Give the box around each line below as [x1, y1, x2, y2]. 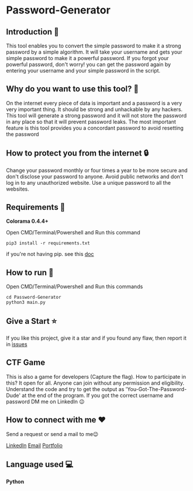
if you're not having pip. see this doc [6, 251, 94, 258]
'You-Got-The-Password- [125, 385, 187, 392]
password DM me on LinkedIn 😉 [6, 398, 85, 405]
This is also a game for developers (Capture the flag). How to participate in [6, 373, 186, 380]
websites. [6, 185, 29, 192]
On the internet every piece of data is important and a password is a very [6, 99, 182, 106]
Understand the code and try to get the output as [6, 385, 125, 392]
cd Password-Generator [6, 295, 61, 300]
